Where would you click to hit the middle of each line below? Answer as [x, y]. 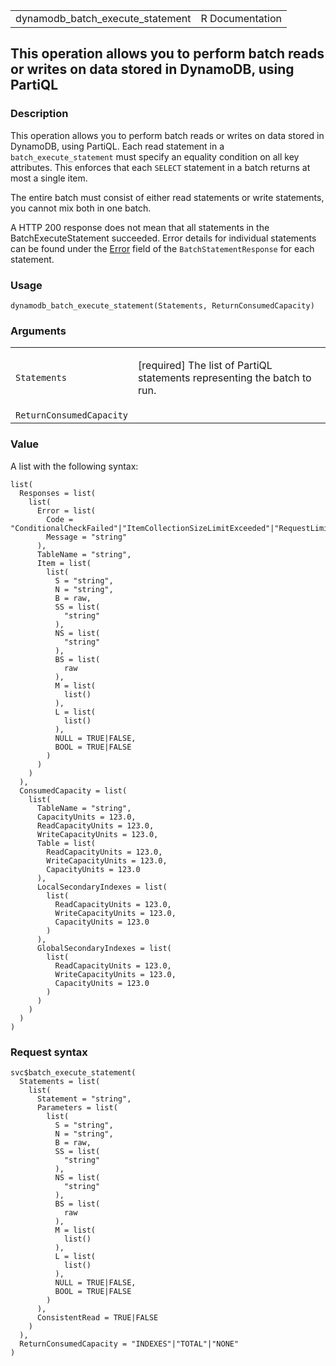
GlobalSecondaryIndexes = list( [104, 948]
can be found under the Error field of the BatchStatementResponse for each [162, 248]
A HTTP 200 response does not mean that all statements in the [140, 227]
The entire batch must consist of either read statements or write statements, [167, 197]
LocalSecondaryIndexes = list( [102, 887]
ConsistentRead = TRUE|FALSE [97, 1317]
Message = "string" [87, 537]
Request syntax [49, 1052]
